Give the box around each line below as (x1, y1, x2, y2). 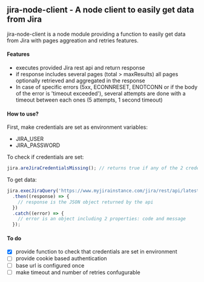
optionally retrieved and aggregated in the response (15, 77, 146, 84)
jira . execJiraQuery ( (7, 188, 59, 194)
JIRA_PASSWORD (15, 142, 61, 149)
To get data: (7, 176, 37, 183)
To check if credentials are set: (7, 154, 84, 161)
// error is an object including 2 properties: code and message (18, 216, 186, 222)
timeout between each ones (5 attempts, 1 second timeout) (15, 96, 163, 103)
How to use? (7, 110, 39, 117)
